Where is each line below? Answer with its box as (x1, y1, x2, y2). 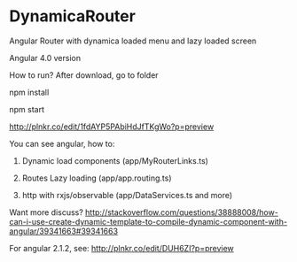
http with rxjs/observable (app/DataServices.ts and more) (21, 189, 233, 200)
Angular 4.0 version (9, 52, 82, 63)
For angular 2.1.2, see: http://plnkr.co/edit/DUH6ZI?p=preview (9, 243, 235, 253)
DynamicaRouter (9, 6, 136, 27)
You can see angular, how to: (9, 138, 115, 149)
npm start (9, 104, 45, 114)
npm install (9, 87, 50, 97)
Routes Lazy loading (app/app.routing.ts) (21, 173, 172, 183)
